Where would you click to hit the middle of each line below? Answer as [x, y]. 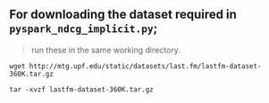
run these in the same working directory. [105, 50]
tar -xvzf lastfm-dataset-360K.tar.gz [81, 89]
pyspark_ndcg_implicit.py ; [84, 29]
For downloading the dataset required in [123, 15]
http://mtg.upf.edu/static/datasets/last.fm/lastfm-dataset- [145, 66]
